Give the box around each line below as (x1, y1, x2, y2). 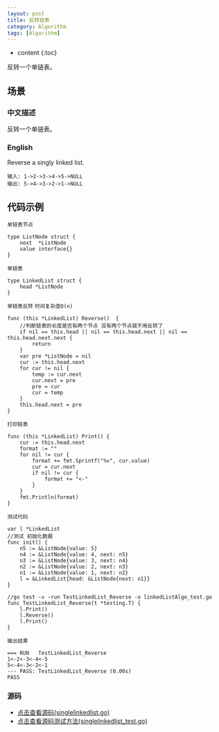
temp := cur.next (32, 371, 82, 379)
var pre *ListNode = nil (19, 353, 91, 360)
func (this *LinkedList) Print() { (7, 433, 110, 440)
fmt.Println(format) (19, 494, 79, 501)
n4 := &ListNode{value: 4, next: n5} (19, 551, 129, 558)
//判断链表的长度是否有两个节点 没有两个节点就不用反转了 (19, 322, 164, 330)
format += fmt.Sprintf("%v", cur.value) (32, 458, 150, 465)
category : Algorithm (7, 23, 67, 30)
